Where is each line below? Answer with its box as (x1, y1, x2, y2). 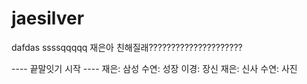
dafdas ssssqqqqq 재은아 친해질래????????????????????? (11, 41, 243, 53)
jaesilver (11, 7, 85, 30)
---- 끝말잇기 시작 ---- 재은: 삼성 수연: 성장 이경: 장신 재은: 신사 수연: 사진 (11, 62, 298, 74)
